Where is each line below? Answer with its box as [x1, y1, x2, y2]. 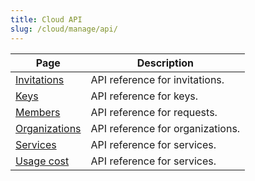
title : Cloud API [10, 14, 83, 25]
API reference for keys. [90, 89, 199, 103]
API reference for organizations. [90, 121, 241, 135]
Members [15, 105, 61, 119]
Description [136, 56, 195, 70]
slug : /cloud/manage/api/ [10, 24, 118, 34]
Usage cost [15, 154, 70, 168]
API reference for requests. [90, 105, 218, 119]
